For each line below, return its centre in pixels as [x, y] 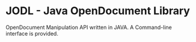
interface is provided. [32, 33]
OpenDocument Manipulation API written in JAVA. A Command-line [89, 27]
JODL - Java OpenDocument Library [98, 11]
